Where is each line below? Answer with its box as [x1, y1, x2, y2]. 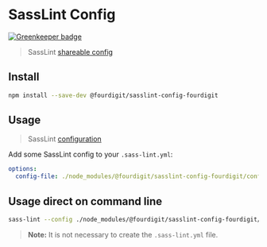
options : [8, 165, 37, 173]
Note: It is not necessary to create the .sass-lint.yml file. [27, 230, 219, 239]
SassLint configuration [27, 134, 102, 144]
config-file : [15, 172, 59, 180]
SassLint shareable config [27, 47, 114, 56]
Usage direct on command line [8, 195, 163, 208]
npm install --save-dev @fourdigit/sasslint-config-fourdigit [8, 91, 219, 99]
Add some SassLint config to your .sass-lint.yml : [8, 149, 173, 160]
